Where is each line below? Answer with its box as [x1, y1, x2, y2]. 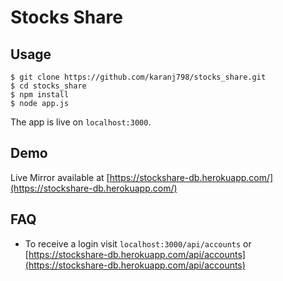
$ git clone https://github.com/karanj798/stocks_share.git [10, 72, 267, 82]
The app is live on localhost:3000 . [10, 116, 152, 128]
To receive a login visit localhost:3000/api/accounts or [24, 237, 252, 250]
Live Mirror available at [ [10, 171, 110, 183]
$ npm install [10, 90, 70, 100]
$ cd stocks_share [10, 81, 87, 91]
